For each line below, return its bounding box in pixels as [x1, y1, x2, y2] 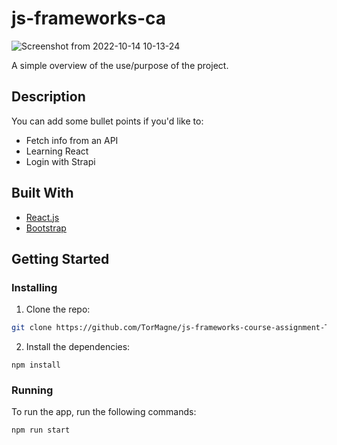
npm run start [11, 425, 71, 436]
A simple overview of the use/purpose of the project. [11, 59, 229, 71]
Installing [11, 280, 58, 294]
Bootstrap [25, 222, 67, 234]
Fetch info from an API [25, 134, 119, 146]
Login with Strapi [25, 155, 96, 167]
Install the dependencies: [25, 341, 131, 353]
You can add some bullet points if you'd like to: [11, 115, 204, 127]
